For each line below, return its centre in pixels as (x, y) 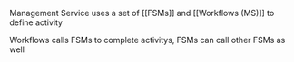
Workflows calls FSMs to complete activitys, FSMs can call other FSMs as (147, 40)
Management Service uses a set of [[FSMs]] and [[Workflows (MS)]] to (142, 13)
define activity (36, 22)
